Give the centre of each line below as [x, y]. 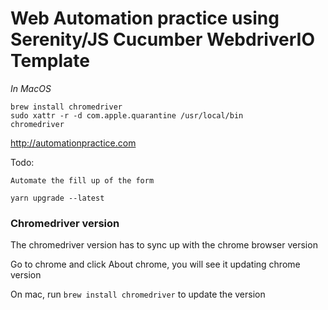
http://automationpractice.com [73, 143]
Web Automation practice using [145, 18]
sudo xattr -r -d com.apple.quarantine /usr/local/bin [127, 115]
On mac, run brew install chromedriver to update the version [138, 294]
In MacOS [31, 88]
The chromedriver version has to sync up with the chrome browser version [164, 245]
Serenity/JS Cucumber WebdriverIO [162, 39]
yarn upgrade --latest [57, 198]
